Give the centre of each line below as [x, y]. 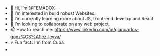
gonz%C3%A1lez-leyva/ [36, 37]
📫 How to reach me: [32, 30]
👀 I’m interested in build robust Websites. [53, 13]
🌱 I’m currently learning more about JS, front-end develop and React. [82, 18]
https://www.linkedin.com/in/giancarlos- [97, 30]
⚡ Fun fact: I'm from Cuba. [38, 42]
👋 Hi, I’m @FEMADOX [33, 8]
